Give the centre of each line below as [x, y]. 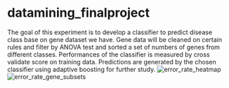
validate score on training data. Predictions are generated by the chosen [112, 61]
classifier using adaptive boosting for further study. [81, 69]
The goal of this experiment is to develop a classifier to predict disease [110, 32]
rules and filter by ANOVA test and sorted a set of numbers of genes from [113, 47]
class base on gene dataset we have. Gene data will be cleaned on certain [115, 39]
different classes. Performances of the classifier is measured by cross [109, 54]
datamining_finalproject [78, 13]
